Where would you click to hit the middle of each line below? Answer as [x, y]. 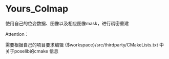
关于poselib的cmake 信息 [32, 51]
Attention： [17, 34]
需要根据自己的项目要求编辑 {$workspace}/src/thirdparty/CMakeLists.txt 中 [84, 45]
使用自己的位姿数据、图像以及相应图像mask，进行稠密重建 [67, 23]
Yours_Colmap [37, 9]
